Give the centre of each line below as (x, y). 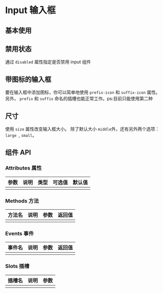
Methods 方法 (22, 201)
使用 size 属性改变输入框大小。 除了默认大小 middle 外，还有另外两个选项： (82, 129)
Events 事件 (19, 233)
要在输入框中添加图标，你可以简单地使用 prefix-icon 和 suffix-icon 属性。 (83, 92)
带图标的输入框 (28, 79)
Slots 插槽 (17, 266)
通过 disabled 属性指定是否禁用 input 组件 (48, 62)
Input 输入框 (30, 10)
